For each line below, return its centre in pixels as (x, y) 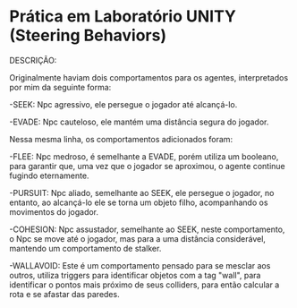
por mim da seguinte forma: (60, 87)
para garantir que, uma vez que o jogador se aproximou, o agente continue (147, 166)
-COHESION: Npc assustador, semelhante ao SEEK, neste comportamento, (147, 229)
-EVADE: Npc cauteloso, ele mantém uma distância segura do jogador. (139, 122)
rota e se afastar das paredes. (64, 294)
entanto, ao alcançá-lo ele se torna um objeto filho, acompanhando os (139, 202)
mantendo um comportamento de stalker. (85, 248)
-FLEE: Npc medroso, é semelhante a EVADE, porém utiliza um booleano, (144, 156)
